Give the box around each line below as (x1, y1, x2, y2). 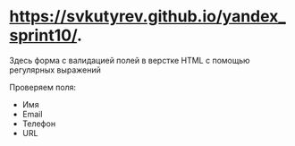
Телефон (21, 118, 56, 129)
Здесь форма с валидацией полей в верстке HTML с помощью (9, 55, 250, 65)
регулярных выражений (9, 64, 101, 75)
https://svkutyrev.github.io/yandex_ (9, 6, 286, 27)
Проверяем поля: (9, 82, 77, 92)
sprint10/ (9, 25, 78, 46)
